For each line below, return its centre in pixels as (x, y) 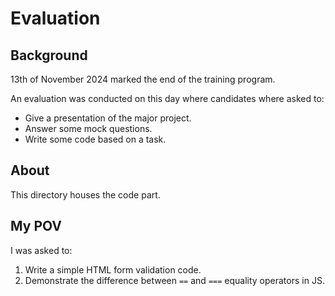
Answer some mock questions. (88, 128)
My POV (36, 226)
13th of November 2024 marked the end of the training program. (143, 79)
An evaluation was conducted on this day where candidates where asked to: (167, 98)
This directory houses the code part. (85, 194)
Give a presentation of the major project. (108, 118)
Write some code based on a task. (95, 139)
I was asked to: (41, 250)
